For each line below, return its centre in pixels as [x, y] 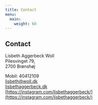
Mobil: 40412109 [22, 76]
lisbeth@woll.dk [21, 81]
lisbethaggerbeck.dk [26, 87]
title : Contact [21, 10]
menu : [11, 14]
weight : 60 [25, 24]
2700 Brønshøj [20, 66]
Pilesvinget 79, [20, 61]
